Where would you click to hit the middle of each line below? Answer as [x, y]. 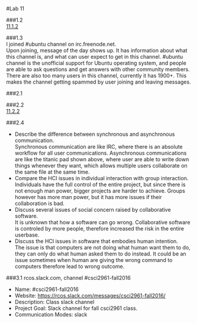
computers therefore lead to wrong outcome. [70, 266]
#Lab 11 [15, 9]
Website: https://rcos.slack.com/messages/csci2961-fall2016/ [90, 295]
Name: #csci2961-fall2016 [46, 289]
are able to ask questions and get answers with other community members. [98, 69]
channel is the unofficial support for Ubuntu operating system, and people [96, 63]
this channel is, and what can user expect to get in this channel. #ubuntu [95, 57]
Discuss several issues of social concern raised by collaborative [93, 210]
